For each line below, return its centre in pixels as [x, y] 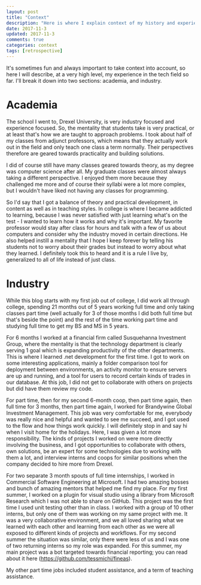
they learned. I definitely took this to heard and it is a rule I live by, [87, 253]
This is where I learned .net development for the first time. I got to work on [98, 356]
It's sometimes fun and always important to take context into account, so [96, 68]
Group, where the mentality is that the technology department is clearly [94, 344]
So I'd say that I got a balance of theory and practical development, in [92, 202]
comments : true [25, 40]
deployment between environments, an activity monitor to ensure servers [97, 369]
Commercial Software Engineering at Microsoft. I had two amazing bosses [98, 482]
